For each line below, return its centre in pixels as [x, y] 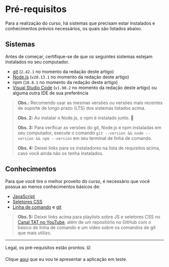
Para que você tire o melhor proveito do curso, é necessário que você [77, 181]
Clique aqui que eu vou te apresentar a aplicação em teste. [66, 259]
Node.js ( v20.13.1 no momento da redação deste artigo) [71, 77]
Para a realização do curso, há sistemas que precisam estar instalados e [80, 23]
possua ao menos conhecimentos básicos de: [53, 187]
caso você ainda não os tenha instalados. [60, 153]
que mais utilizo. [34, 233]
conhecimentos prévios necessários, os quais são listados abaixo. [74, 28]
